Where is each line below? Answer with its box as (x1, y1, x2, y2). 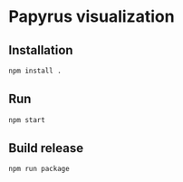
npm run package (8, 165, 70, 174)
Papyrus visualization (8, 6, 175, 27)
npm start (8, 115, 46, 124)
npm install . (8, 66, 63, 75)
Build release (8, 140, 83, 156)
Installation (8, 43, 73, 58)
